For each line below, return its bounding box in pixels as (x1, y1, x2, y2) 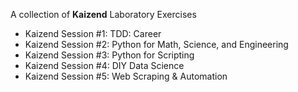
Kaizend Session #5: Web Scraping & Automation (24, 70, 228, 82)
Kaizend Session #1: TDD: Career (24, 28, 162, 39)
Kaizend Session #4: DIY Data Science (24, 60, 185, 71)
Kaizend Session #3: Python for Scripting (24, 49, 195, 61)
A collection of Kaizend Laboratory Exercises (10, 9, 197, 20)
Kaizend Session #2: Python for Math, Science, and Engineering (24, 39, 289, 50)
